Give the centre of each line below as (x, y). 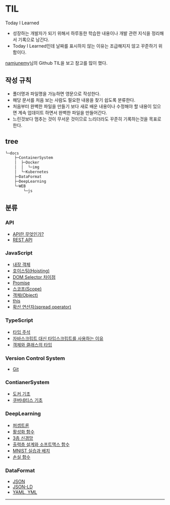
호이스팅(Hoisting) (31, 271)
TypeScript (19, 320)
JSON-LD (23, 487)
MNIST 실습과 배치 (31, 450)
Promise (21, 283)
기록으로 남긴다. (34, 39)
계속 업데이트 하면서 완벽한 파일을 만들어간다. (62, 112)
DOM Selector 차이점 (34, 277)
